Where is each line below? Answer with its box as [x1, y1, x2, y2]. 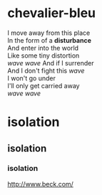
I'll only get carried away [7, 81, 80, 90]
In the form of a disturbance [7, 36, 91, 44]
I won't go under [7, 73, 56, 83]
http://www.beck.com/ [7, 179, 73, 188]
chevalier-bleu [7, 5, 96, 21]
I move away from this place [7, 28, 91, 37]
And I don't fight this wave [7, 66, 85, 75]
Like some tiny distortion [7, 51, 80, 60]
